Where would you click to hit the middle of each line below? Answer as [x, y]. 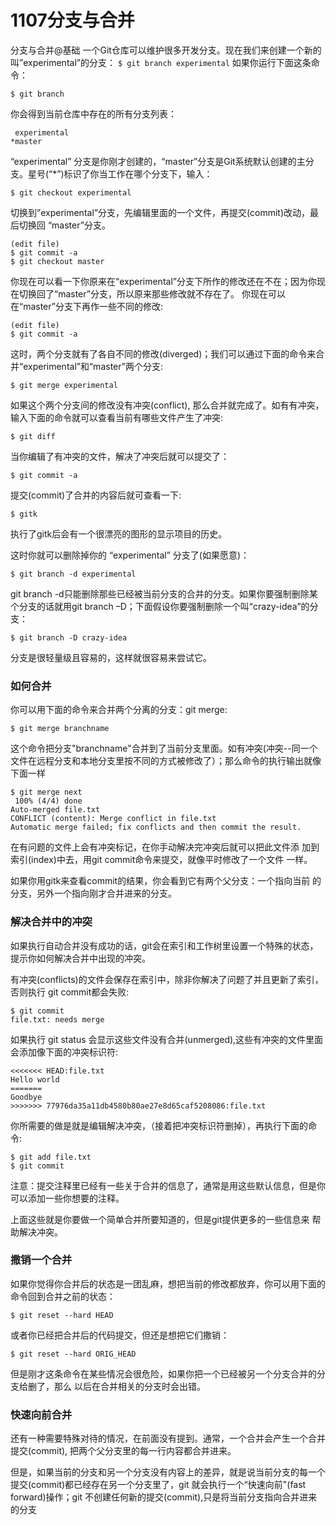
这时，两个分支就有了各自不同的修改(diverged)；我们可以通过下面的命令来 [163, 353]
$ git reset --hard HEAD [62, 1315]
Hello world [35, 1079]
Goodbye [26, 1097]
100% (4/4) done [48, 801]
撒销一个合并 [41, 1260]
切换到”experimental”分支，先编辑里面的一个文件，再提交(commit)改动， [160, 212]
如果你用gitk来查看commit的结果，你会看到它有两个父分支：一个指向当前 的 [166, 881]
